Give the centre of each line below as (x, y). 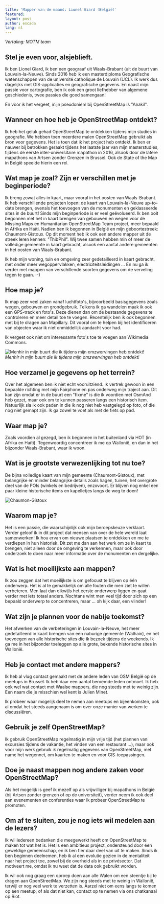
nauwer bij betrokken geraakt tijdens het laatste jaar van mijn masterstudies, (82, 147)
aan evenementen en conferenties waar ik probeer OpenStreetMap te (75, 800)
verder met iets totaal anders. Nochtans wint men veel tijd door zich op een (81, 596)
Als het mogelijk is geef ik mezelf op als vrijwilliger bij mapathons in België (80, 789)
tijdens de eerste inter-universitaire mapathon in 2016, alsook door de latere (82, 152)
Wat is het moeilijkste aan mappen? (60, 569)
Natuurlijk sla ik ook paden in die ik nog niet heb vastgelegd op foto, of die (80, 405)
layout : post (18, 19)
